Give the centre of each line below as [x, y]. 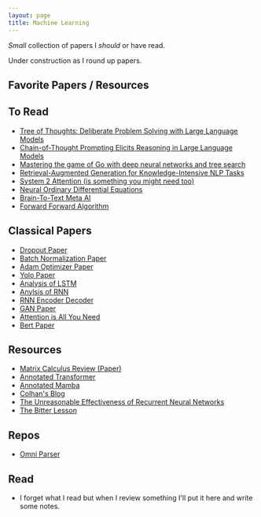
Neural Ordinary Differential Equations [81, 189]
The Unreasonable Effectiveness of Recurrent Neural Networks [122, 402]
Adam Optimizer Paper [56, 266]
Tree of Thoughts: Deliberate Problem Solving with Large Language [129, 131]
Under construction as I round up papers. [75, 61]
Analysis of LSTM [48, 283]
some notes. [40, 506]
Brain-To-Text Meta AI [55, 198]
